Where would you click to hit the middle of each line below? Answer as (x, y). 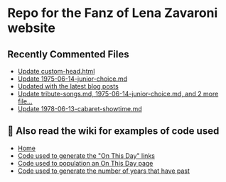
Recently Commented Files (68, 54)
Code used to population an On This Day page (85, 163)
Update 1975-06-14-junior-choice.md (72, 79)
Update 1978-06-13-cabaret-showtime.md (80, 109)
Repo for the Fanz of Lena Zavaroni (113, 13)
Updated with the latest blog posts (68, 86)
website (31, 28)
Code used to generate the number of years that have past (104, 171)
